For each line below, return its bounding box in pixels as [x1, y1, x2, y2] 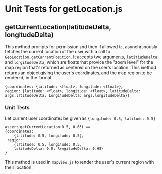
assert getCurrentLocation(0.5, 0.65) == [5, 125, 91, 130]
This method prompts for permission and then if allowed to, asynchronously [5, 44, 158, 50]
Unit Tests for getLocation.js [5, 3, 123, 15]
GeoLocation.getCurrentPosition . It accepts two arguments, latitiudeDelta [5, 54, 158, 60]
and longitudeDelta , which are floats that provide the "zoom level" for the [5, 59, 154, 65]
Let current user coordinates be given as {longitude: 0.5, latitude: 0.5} [5, 115, 156, 121]
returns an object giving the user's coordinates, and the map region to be [5, 70, 152, 75]
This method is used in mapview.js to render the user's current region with [5, 159, 154, 165]
